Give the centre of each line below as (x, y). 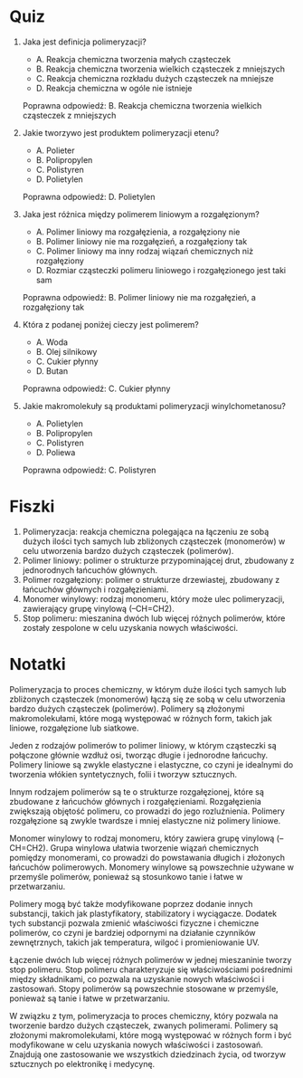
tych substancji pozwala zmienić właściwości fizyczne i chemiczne (134, 923)
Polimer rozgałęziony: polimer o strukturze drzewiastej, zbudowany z (151, 579)
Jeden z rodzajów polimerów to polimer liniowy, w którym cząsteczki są (143, 745)
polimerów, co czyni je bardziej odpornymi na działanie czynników (133, 932)
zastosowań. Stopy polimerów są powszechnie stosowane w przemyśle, (144, 988)
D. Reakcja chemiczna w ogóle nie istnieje (114, 88)
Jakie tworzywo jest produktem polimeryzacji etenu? (121, 132)
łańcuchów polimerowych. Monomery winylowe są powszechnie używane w (151, 867)
